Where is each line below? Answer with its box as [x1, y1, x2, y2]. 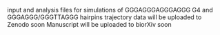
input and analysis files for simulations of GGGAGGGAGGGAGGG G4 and [7, 6, 213, 14]
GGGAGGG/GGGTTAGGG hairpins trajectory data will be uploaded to [7, 13, 202, 21]
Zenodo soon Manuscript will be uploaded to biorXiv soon [7, 21, 172, 28]
